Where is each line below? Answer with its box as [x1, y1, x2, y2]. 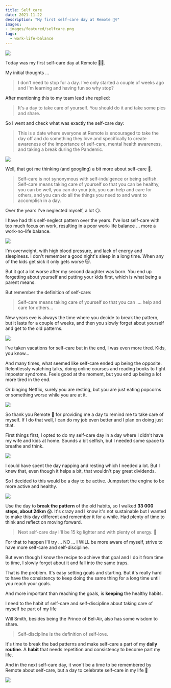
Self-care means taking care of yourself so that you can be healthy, [17, 181, 160, 187]
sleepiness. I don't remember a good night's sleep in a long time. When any [5, 253, 164, 259]
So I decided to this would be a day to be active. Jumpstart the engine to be [5, 478, 165, 484]
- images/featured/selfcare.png [5, 27, 74, 32]
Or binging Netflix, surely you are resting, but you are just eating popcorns [5, 386, 162, 392]
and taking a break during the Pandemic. [17, 146, 104, 152]
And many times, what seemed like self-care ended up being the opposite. [5, 360, 162, 366]
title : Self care [5, 7, 42, 13]
